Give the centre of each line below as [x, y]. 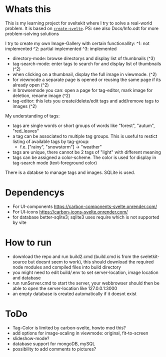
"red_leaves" [25, 130]
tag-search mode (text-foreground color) [55, 162]
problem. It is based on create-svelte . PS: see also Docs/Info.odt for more [82, 28]
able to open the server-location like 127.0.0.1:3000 [65, 288]
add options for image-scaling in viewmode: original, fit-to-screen [80, 333]
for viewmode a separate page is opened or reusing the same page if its [86, 79]
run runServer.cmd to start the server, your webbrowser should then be [86, 283]
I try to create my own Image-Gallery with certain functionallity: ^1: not [77, 43]
